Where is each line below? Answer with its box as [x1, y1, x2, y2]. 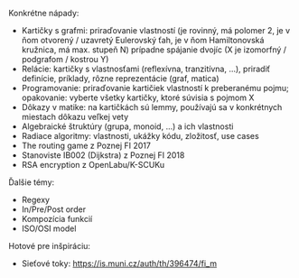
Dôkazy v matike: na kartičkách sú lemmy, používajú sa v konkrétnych [21, 102, 283, 112]
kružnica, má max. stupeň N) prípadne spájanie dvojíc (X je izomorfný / [21, 44, 286, 55]
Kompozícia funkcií [21, 214, 93, 224]
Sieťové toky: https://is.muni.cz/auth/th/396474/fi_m [21, 258, 218, 269]
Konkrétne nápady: [8, 8, 79, 18]
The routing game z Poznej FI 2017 [21, 140, 151, 151]
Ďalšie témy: [8, 177, 55, 188]
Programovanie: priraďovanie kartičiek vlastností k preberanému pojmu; [21, 83, 290, 93]
